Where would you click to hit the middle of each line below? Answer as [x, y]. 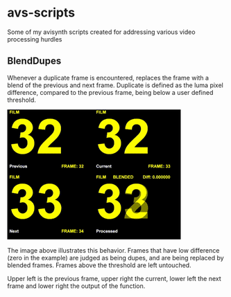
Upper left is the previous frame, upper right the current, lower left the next [114, 278]
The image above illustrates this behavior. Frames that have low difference [113, 250]
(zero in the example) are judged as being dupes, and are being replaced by [115, 258]
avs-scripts [41, 13]
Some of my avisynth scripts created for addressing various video [101, 32]
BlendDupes [34, 61]
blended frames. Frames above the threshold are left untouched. [100, 265]
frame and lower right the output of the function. [76, 286]
